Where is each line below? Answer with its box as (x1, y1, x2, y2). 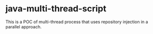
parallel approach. (5, 24, 42, 29)
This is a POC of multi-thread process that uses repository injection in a (5, 19, 148, 25)
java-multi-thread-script (5, 3, 107, 14)
